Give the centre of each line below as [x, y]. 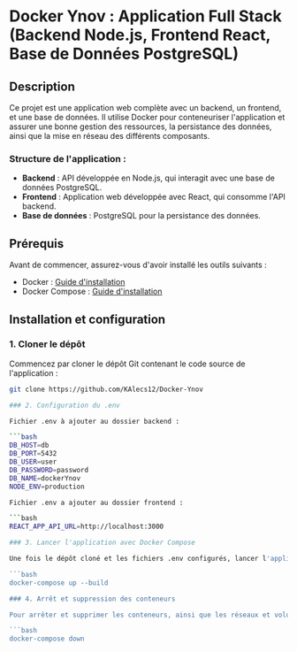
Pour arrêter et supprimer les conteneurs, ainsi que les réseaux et [140, 615]
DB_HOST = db [29, 445]
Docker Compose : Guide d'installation [92, 291]
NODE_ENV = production [47, 487]
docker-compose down [47, 639]
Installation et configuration [88, 319]
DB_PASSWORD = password [49, 470]
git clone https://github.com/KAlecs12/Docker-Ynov [106, 389]
